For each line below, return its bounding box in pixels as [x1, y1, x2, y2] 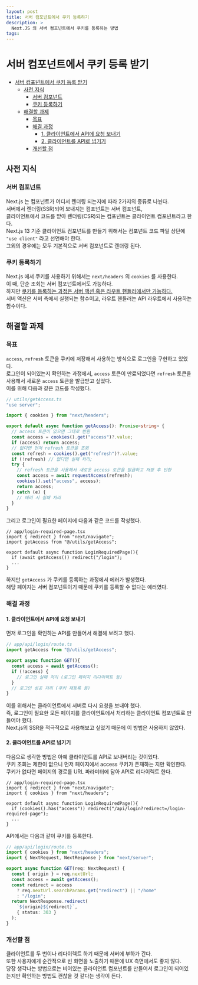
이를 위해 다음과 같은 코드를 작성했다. [6, 385, 91, 392]
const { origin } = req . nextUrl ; [11, 871, 94, 877]
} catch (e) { [11, 489, 46, 495]
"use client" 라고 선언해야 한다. [6, 235, 82, 242]
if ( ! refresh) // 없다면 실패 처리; [11, 456, 93, 462]
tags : [6, 31, 19, 37]
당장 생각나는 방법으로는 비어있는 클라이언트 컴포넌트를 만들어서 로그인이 [6, 965, 173, 972]
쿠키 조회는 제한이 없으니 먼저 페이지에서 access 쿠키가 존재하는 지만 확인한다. [6, 760, 187, 768]
